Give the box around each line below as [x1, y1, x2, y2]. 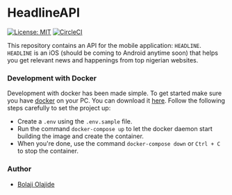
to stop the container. [17, 147, 78, 155]
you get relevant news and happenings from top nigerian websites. [7, 56, 199, 64]
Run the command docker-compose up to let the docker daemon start [17, 125, 213, 133]
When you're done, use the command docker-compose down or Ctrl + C [17, 139, 221, 148]
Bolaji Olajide [17, 180, 55, 188]
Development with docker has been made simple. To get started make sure [7, 89, 222, 98]
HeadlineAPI [7, 5, 81, 21]
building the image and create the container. [17, 132, 144, 140]
